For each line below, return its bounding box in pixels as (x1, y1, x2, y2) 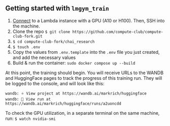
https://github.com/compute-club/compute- (72, 29, 163, 35)
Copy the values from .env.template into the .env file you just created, (12, 49, 160, 55)
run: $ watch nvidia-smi (5, 115, 56, 121)
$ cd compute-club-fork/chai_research (12, 39, 95, 44)
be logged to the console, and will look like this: (5, 80, 105, 86)
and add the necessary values (12, 54, 76, 60)
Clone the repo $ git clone (12, 28, 70, 35)
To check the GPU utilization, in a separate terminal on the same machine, (5, 110, 160, 116)
